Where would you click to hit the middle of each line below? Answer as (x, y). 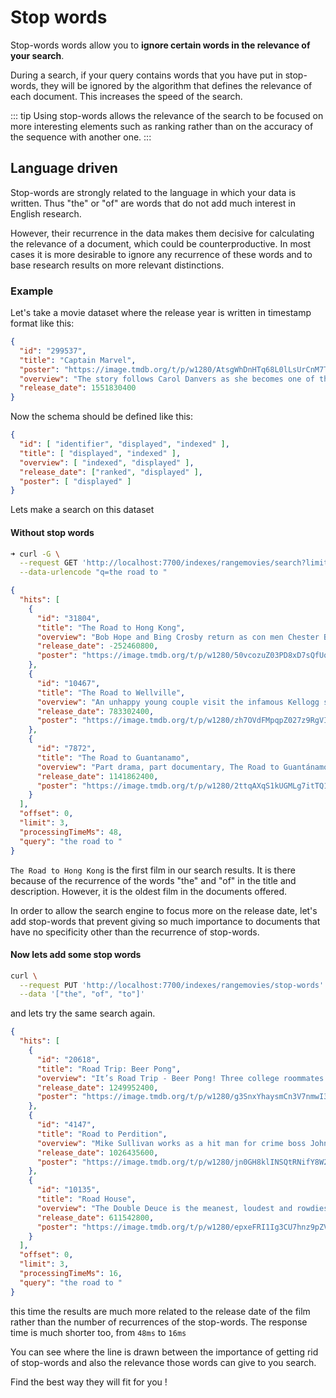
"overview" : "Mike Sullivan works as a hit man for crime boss (171, 1143)
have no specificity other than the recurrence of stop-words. (135, 932)
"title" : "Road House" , (86, 1199)
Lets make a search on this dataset (82, 510)
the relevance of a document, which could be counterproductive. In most (161, 243)
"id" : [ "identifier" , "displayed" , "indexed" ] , (124, 444)
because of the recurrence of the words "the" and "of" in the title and (153, 880)
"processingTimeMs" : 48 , (71, 832)
